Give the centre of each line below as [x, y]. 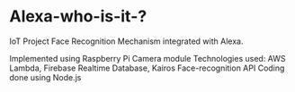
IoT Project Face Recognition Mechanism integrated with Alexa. [126, 41]
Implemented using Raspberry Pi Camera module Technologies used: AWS [147, 58]
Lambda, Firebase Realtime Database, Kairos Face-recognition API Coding [147, 68]
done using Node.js [45, 77]
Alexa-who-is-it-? [78, 17]
